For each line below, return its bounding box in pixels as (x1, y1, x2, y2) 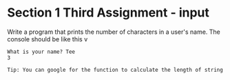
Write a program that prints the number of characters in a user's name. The (7, 28, 220, 36)
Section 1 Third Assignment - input (7, 5, 210, 21)
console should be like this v (7, 34, 88, 43)
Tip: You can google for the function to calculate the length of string (7, 66, 224, 73)
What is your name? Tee (7, 48, 76, 55)
